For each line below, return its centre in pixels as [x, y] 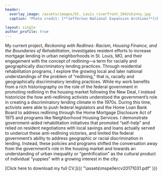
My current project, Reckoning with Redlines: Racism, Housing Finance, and [81, 46]
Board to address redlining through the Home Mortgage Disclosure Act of [78, 112]
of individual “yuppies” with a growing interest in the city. [62, 159]
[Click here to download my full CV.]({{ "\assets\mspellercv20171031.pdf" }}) [81, 168]
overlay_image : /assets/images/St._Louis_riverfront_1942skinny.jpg [80, 14]
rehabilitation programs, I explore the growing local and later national [74, 71]
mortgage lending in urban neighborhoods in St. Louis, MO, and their [74, 56]
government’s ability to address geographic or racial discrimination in [74, 138]
